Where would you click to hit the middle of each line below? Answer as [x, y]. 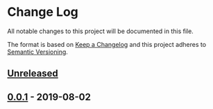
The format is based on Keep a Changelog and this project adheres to [107, 44]
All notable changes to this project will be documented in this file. [101, 31]
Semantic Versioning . [37, 52]
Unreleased [33, 73]
